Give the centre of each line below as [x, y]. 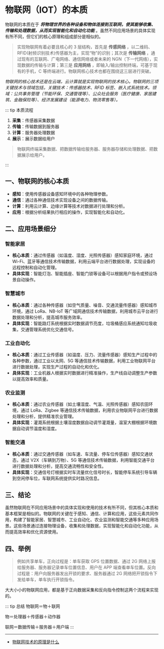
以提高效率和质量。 [31, 379]
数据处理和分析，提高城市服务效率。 [48, 317]
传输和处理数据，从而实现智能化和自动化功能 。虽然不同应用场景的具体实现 [80, 30]
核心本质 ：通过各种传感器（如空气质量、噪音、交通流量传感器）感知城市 [84, 305]
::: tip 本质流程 [19, 110]
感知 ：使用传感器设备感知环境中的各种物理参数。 [61, 194]
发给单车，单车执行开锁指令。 [47, 579]
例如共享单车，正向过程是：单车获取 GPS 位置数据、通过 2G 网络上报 [86, 561]
